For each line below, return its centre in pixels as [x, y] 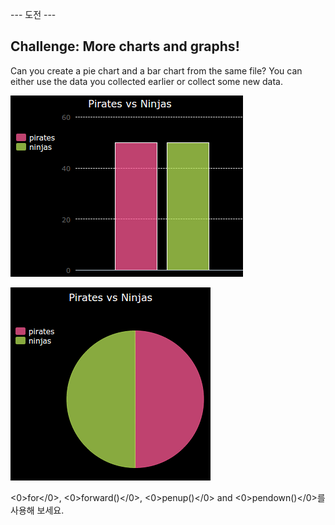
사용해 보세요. [37, 510]
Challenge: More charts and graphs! [125, 46]
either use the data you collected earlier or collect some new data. [146, 81]
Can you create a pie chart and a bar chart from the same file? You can [156, 70]
